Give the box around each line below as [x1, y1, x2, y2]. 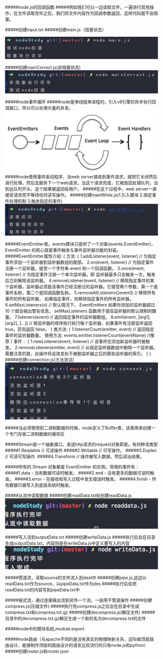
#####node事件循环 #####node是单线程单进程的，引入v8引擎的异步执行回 [5, 99, 156, 105]
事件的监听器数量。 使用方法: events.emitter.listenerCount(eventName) [5, 333, 147, 339]
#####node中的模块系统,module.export [5, 626, 85, 632]
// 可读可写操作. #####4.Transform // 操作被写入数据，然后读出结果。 [5, 453, 145, 459]
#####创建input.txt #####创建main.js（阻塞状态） [5, 27, 107, 33]
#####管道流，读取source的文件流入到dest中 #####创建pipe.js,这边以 [5, 575, 147, 581]
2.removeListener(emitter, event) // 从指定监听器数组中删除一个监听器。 [14, 345, 158, 351]
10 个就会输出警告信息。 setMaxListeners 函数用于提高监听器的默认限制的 [5, 308, 153, 314]
